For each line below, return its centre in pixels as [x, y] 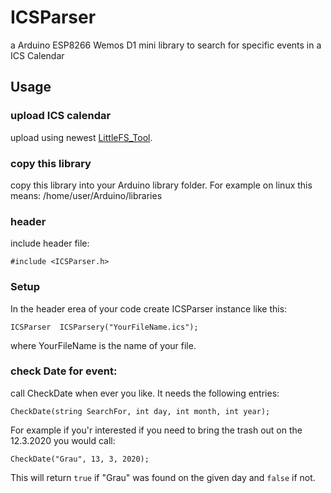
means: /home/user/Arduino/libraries [86, 195]
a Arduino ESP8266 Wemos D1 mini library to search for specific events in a [166, 45]
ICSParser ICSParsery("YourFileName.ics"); [104, 327]
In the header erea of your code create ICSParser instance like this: [149, 308]
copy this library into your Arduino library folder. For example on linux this [161, 185]
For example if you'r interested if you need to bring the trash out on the [156, 430]
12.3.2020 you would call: [63, 440]
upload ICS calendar [61, 116]
